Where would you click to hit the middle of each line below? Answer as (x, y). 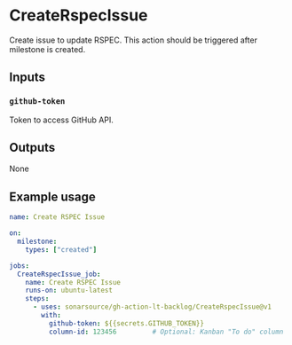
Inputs (28, 78)
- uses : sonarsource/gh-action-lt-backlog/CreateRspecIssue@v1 (152, 307)
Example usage (52, 196)
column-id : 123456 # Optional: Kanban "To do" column (166, 332)
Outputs (32, 148)
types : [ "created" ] (61, 249)
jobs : (19, 266)
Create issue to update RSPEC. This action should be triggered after (133, 40)
